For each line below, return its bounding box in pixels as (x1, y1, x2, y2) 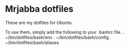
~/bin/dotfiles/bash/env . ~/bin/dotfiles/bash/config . (5, 34, 111, 40)
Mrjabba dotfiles (5, 3, 74, 15)
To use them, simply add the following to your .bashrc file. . (5, 29, 125, 35)
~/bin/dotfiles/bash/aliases (5, 39, 60, 45)
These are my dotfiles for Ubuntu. (5, 20, 73, 25)
